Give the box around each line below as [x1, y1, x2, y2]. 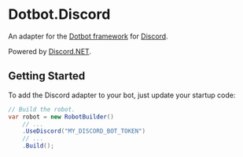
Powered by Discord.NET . [8, 46, 92, 56]
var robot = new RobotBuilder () [8, 112, 114, 121]
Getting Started [8, 69, 86, 83]
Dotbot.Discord [8, 5, 111, 24]
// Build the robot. [8, 105, 76, 113]
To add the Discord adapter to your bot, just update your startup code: [8, 90, 236, 100]
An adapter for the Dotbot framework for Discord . [8, 31, 168, 41]
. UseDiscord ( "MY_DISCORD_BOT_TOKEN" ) [22, 127, 146, 135]
